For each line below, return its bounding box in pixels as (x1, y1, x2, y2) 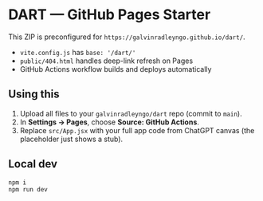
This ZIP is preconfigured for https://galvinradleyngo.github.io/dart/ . (8, 32, 245, 41)
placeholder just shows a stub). (19, 134, 124, 144)
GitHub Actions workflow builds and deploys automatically (19, 64, 212, 73)
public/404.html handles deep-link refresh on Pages (19, 56, 194, 65)
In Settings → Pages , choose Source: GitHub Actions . (19, 117, 199, 127)
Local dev (8, 157, 58, 171)
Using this (8, 88, 60, 101)
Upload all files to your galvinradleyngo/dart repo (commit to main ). (19, 108, 242, 118)
